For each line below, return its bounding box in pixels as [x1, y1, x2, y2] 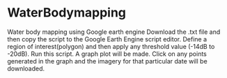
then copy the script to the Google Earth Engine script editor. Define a [7, 35, 208, 43]
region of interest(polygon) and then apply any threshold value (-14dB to [7, 42, 215, 50]
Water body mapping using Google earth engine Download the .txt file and [7, 28, 221, 36]
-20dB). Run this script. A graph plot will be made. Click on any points [7, 50, 208, 58]
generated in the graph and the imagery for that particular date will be [7, 57, 208, 65]
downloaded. [7, 64, 45, 72]
